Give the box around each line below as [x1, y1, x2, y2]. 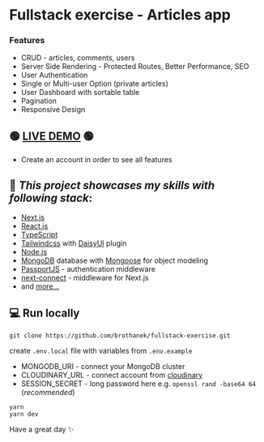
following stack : [9, 191, 92, 204]
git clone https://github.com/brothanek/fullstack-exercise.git [9, 331, 231, 340]
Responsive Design [20, 105, 86, 114]
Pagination [20, 96, 57, 106]
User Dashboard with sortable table [20, 88, 140, 97]
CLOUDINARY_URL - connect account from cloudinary [20, 370, 203, 380]
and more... [20, 281, 60, 291]
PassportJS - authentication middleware [20, 264, 156, 274]
